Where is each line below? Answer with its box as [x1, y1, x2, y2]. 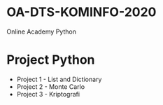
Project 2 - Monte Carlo [16, 82, 85, 91]
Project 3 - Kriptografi [16, 90, 80, 98]
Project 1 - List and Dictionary [16, 75, 102, 83]
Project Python [6, 52, 95, 68]
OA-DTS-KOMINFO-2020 [6, 4, 157, 20]
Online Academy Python [6, 27, 76, 36]
